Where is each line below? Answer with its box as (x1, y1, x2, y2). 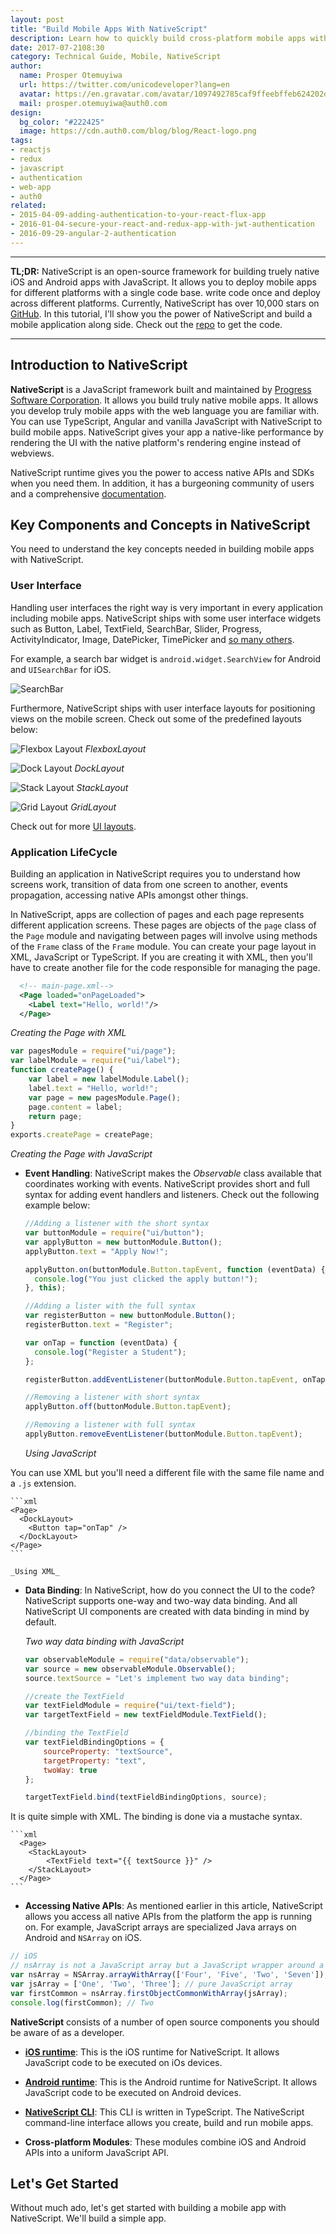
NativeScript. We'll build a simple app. (10, 2212, 167, 2225)
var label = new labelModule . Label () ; (28, 1074, 190, 1085)
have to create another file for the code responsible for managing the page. (10, 961, 321, 973)
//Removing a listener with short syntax (24, 1392, 200, 1403)
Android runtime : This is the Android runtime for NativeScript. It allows (24, 2076, 318, 2088)
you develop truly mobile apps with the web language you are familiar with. (10, 404, 320, 416)
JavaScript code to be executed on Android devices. (24, 2086, 242, 2098)
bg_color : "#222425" (19, 117, 105, 127)
